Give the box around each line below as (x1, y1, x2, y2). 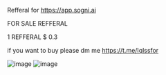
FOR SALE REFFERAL (7, 19, 68, 27)
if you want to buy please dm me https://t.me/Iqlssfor (7, 47, 159, 54)
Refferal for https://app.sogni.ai (7, 6, 97, 14)
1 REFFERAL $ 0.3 (7, 33, 58, 41)
